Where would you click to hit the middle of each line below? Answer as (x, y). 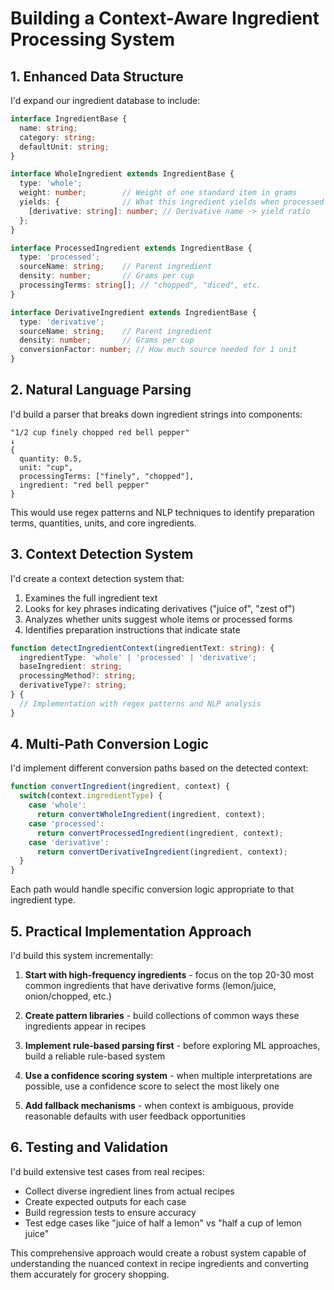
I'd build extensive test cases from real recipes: (107, 1171)
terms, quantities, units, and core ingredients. (103, 523)
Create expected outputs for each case (105, 1201)
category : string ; (58, 137)
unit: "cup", (46, 467)
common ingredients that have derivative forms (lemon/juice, (150, 985)
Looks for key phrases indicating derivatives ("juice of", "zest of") (160, 608)
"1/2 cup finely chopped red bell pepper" (100, 432)
